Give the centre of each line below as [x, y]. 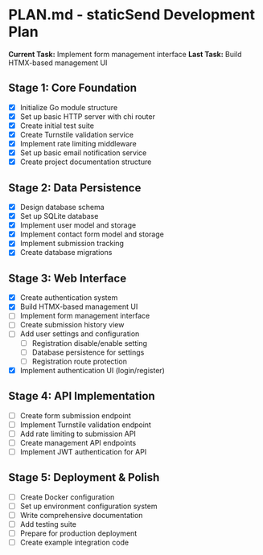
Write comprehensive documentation [81, 515]
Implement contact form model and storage [92, 234]
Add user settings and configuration [80, 334]
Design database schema [62, 207]
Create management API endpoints [78, 442]
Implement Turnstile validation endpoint [85, 425]
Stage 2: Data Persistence [75, 188]
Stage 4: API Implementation [82, 396]
